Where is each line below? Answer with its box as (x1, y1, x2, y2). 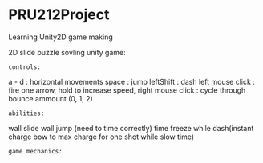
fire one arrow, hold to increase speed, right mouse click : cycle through (8, 85, 246, 95)
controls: (8, 62, 42, 71)
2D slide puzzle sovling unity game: (8, 47, 126, 57)
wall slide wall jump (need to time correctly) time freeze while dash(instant (8, 123, 254, 133)
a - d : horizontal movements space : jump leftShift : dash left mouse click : (8, 77, 255, 86)
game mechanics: (8, 147, 63, 155)
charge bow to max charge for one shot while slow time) (8, 132, 195, 141)
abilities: (8, 109, 45, 117)
